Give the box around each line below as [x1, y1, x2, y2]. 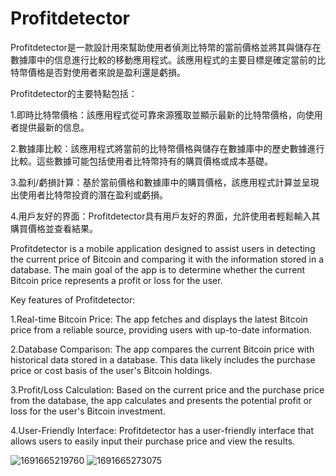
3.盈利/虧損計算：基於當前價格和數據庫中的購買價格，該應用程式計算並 [10, 176, 302, 188]
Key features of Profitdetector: [10, 293, 136, 306]
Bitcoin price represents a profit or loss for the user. [10, 274, 223, 286]
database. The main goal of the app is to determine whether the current [10, 263, 306, 276]
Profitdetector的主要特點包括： [10, 87, 138, 99]
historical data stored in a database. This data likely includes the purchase [10, 353, 316, 366]
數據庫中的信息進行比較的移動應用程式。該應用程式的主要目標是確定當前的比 [10, 53, 326, 66]
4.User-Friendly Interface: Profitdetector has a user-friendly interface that [10, 424, 314, 436]
